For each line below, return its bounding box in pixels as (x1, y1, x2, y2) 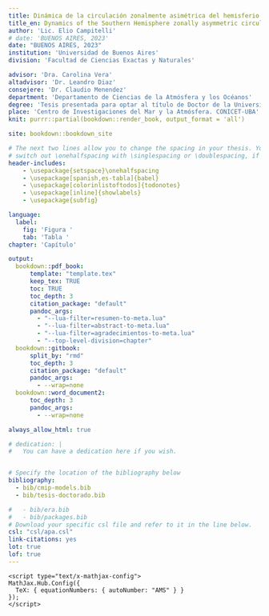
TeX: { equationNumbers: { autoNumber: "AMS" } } (15, 586, 184, 594)
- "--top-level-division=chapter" (37, 337, 152, 345)
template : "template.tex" (29, 270, 116, 278)
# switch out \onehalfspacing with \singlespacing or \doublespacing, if (8, 151, 260, 160)
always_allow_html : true (8, 426, 91, 434)
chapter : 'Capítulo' (8, 241, 78, 249)
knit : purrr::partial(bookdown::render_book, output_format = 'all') (8, 115, 246, 124)
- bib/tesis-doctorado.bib (15, 491, 106, 499)
